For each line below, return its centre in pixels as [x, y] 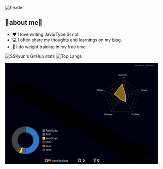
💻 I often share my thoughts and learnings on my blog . [67, 40]
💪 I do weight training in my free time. [49, 46]
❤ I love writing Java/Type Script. [46, 34]
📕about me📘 [24, 23]
